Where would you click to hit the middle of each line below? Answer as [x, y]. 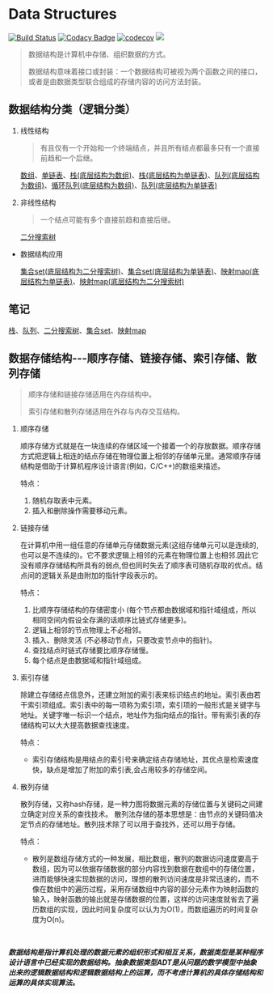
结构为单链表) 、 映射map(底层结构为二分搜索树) [105, 281]
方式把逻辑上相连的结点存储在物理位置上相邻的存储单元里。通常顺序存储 [140, 456]
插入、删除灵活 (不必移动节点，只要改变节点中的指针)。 [124, 640]
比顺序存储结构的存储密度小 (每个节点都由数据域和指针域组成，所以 [144, 610]
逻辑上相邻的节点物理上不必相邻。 [89, 630]
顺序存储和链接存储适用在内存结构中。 [92, 394]
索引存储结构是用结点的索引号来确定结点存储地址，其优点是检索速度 [145, 760]
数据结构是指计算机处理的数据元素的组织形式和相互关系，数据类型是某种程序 [136, 953]
